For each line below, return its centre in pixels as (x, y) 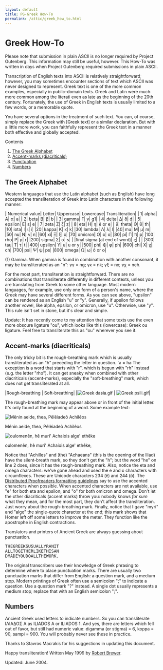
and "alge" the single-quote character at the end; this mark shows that (76, 512)
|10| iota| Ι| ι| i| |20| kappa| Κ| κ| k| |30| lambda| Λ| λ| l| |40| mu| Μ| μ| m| (78, 230)
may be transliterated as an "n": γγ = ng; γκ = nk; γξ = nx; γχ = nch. (73, 265)
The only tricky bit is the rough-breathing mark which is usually (69, 357)
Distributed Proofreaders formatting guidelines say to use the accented (76, 481)
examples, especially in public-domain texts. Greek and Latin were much (78, 92)
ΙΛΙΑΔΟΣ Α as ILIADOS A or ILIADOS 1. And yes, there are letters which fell (80, 624)
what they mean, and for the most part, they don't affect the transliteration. (80, 502)
